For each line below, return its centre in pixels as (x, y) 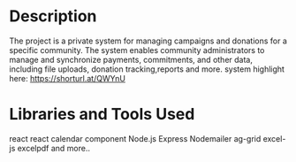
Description (53, 16)
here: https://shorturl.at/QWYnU (68, 78)
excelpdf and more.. (54, 148)
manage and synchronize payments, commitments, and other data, (131, 59)
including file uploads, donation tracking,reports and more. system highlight (147, 69)
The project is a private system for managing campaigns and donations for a (148, 41)
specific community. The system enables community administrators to (137, 50)
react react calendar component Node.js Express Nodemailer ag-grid (135, 138)
